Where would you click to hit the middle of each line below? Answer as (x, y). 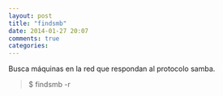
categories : (28, 46)
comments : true (34, 38)
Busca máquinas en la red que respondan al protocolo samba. (112, 69)
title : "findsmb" (38, 23)
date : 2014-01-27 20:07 (49, 31)
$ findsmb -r (49, 85)
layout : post (30, 16)
